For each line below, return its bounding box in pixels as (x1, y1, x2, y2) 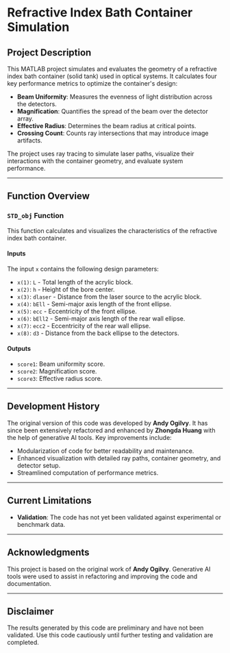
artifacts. (16, 136, 42, 145)
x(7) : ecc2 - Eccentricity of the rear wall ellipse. (16, 321, 151, 330)
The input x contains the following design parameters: (7, 264, 159, 273)
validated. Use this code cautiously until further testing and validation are (7, 631, 214, 639)
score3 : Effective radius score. (16, 375, 103, 383)
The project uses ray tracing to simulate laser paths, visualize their (7, 149, 194, 158)
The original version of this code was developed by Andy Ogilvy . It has (7, 419, 208, 427)
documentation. (7, 579, 52, 587)
